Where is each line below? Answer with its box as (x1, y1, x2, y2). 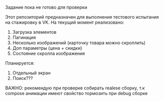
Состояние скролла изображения (12, 50, 85, 56)
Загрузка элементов (12, 29, 57, 35)
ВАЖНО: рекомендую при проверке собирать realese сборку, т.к (5, 85, 145, 91)
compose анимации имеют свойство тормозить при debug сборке (5, 90, 148, 96)
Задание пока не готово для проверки (5, 5, 88, 10)
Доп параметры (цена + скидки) (12, 45, 83, 51)
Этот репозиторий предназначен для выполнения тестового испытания (5, 14, 159, 20)
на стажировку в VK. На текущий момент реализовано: (5, 20, 124, 25)
